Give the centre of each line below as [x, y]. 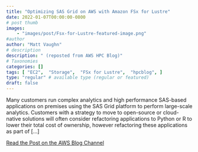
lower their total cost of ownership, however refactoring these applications [97, 125]
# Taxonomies [22, 61]
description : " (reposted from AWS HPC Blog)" [64, 56]
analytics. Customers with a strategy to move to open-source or [84, 112]
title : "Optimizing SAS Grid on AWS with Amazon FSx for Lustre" [88, 12]
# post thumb [22, 22]
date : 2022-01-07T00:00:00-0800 [46, 17]
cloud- [171, 112]
